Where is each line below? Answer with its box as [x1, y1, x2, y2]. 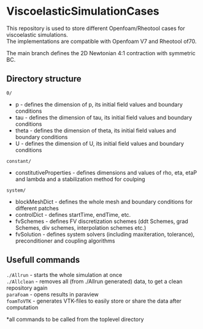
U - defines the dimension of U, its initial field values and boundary [15, 140, 184, 147]
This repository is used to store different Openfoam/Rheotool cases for [6, 25, 185, 32]
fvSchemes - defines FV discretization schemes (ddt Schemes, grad [15, 217, 188, 225]
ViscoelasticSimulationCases [6, 4, 159, 18]
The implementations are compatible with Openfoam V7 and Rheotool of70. [6, 37, 197, 45]
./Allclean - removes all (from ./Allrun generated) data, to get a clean [6, 278, 183, 285]
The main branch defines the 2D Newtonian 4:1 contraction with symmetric [6, 49, 196, 56]
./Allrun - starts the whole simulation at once [6, 271, 123, 278]
